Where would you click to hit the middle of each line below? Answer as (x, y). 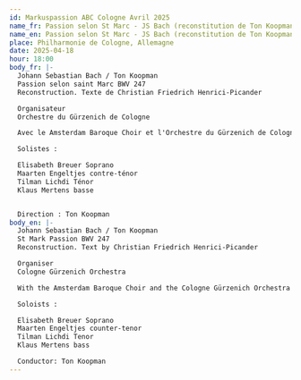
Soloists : (38, 304)
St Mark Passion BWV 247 (64, 239)
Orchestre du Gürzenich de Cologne (84, 117)
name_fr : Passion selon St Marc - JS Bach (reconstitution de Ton (136, 26)
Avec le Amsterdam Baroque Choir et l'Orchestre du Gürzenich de (142, 133)
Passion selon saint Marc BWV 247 (82, 84)
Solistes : (38, 149)
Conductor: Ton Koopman (61, 361)
